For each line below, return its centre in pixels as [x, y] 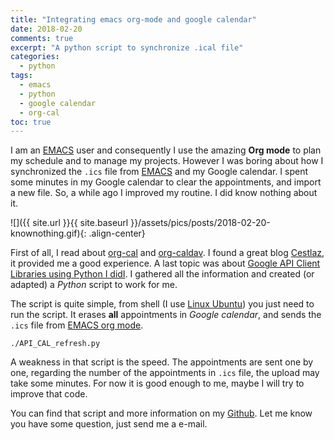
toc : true [31, 122]
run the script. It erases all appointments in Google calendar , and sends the [166, 315]
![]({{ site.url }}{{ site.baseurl [69, 223]
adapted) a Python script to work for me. [94, 285]
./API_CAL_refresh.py [55, 344]
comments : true [42, 38]
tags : [21, 76]
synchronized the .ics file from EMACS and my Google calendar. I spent [159, 172]
